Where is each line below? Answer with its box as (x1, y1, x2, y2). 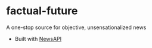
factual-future (6, 4, 78, 18)
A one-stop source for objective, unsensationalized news (6, 24, 147, 31)
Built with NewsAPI (14, 35, 62, 42)
